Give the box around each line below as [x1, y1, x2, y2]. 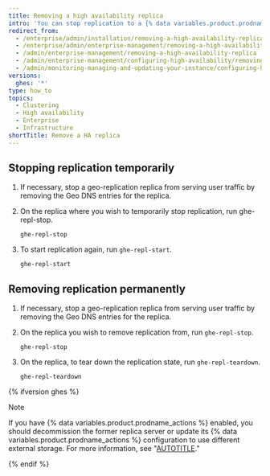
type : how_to [8, 86, 52, 95]
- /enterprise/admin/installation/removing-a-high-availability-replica [15, 34, 264, 43]
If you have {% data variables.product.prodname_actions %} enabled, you [8, 418, 253, 428]
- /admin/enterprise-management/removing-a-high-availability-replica [15, 49, 257, 57]
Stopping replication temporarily [8, 162, 175, 175]
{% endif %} [8, 459, 50, 469]
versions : [8, 72, 42, 80]
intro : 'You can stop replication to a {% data [8, 19, 171, 27]
